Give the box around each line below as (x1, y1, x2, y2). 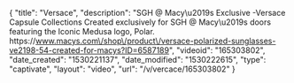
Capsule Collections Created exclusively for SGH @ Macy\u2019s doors (9, 17, 272, 27)
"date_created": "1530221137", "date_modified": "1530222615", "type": (9, 55, 267, 64)
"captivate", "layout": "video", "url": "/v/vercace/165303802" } (9, 64, 236, 74)
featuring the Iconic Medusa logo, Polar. (9, 26, 155, 36)
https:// (9, 35, 36, 46)
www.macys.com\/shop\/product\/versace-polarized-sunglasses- (35, 35, 276, 46)
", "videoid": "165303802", (168, 45, 266, 56)
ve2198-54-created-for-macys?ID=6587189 (9, 45, 170, 56)
